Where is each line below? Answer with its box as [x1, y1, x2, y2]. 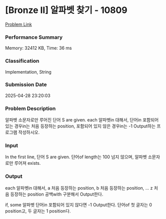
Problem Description [5, 105, 56, 112]
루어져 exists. [14, 160, 41, 166]
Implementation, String [5, 69, 52, 75]
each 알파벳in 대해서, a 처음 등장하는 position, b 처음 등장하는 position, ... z [5, 185, 153, 191]
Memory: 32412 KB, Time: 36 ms [5, 45, 72, 51]
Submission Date [5, 81, 47, 88]
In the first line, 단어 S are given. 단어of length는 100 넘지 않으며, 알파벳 [5, 154, 147, 160]
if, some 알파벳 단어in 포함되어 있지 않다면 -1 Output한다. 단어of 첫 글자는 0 [5, 202, 152, 208]
